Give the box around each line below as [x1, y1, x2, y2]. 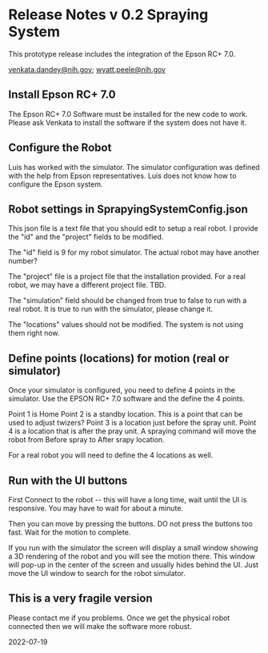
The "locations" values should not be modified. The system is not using [8, 320, 244, 329]
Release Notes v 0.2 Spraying [8, 6, 209, 24]
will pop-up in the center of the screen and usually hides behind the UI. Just [8, 560, 258, 570]
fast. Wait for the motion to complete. [8, 527, 131, 537]
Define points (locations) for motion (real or [8, 351, 230, 365]
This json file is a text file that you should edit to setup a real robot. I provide [8, 224, 258, 233]
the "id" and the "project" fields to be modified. [8, 232, 164, 242]
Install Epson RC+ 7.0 [8, 88, 116, 102]
